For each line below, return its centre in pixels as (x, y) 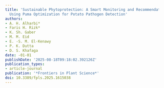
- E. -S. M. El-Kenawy (28, 42)
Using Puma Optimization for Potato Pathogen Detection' (69, 14)
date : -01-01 (18, 55)
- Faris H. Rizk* (23, 28)
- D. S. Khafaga (21, 50)
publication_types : (25, 64)
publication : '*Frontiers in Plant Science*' (52, 73)
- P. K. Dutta (20, 46)
